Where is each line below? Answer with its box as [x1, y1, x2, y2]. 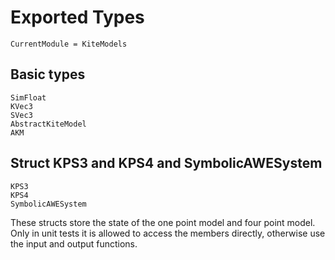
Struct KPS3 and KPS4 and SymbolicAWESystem [10, 155, 323, 172]
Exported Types [10, 6, 145, 29]
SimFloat [10, 92, 47, 103]
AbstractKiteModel [10, 119, 87, 129]
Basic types [10, 66, 86, 83]
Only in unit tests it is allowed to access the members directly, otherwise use [10, 227, 326, 239]
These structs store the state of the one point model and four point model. [10, 216, 316, 228]
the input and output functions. [10, 237, 138, 250]
